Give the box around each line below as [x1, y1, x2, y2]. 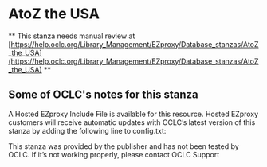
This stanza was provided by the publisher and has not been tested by [8, 141, 239, 151]
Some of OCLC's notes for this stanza [8, 88, 198, 102]
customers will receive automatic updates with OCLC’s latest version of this [8, 117, 256, 127]
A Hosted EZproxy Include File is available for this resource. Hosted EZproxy [8, 109, 259, 118]
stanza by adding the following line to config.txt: [8, 126, 167, 135]
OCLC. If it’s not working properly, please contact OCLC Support [8, 150, 220, 159]
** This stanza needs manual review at [8, 31, 135, 41]
